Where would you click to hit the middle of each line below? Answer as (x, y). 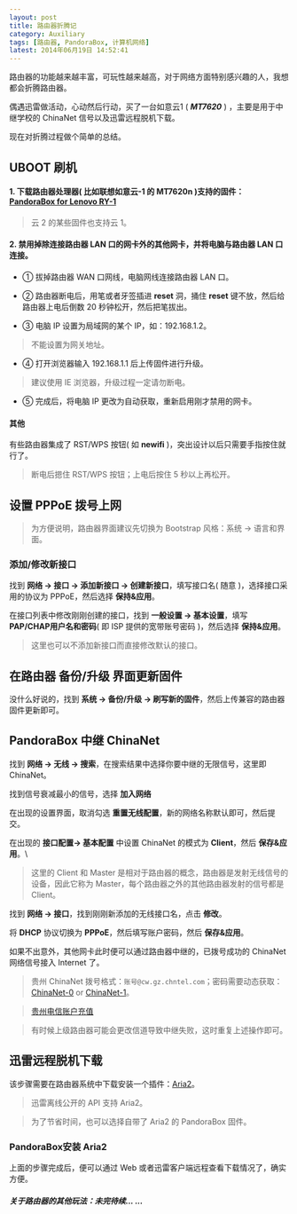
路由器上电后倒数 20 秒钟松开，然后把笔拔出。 (107, 306)
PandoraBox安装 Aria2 (59, 1147)
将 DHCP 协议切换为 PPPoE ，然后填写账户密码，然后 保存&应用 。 (129, 932)
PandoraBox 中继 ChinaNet (85, 741)
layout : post (33, 17)
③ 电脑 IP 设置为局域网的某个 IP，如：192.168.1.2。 (116, 326)
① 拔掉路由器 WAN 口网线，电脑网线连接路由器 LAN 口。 (128, 277)
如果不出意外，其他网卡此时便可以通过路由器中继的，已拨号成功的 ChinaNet (148, 951)
